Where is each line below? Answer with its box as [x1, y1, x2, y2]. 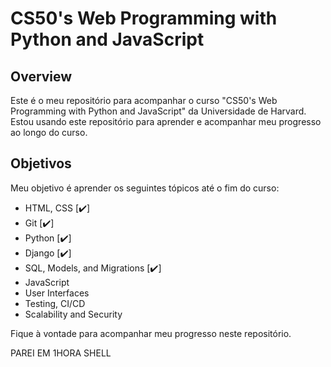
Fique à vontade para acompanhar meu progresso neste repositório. [10, 327, 292, 339]
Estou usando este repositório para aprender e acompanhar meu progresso [10, 116, 322, 127]
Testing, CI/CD [24, 297, 86, 309]
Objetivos [10, 155, 72, 172]
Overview [10, 68, 73, 85]
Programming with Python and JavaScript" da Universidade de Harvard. [10, 105, 307, 117]
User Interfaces [24, 287, 90, 299]
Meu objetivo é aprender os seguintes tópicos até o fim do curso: [10, 182, 280, 194]
